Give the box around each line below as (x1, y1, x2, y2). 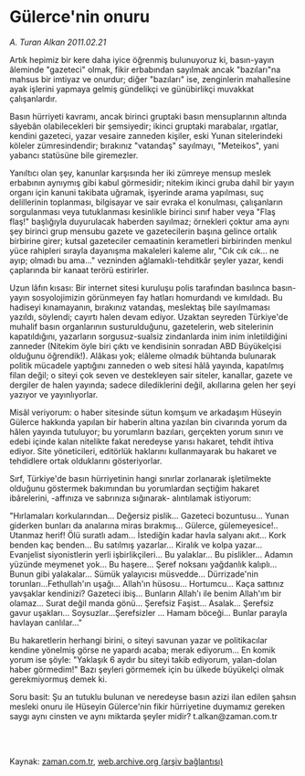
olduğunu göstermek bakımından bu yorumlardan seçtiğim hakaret (9, 483, 260, 494)
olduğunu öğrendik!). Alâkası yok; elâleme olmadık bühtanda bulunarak (9, 350, 277, 361)
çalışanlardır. (9, 93, 58, 104)
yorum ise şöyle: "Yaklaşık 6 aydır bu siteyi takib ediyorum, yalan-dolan (9, 654, 278, 664)
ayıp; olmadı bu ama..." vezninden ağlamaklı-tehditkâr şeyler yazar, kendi (9, 254, 285, 266)
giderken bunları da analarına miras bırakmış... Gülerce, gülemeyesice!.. (9, 519, 279, 531)
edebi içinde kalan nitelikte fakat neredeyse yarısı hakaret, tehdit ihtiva (9, 436, 274, 447)
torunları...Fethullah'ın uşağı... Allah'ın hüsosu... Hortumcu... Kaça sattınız (9, 578, 285, 589)
